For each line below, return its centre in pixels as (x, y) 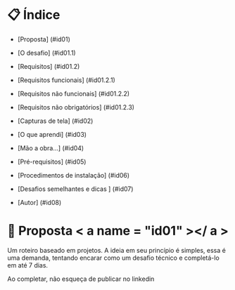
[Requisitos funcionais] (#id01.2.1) (66, 80)
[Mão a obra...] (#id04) (51, 148)
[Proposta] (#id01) (44, 39)
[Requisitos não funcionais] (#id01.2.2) (74, 93)
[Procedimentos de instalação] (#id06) (74, 175)
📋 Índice (34, 15)
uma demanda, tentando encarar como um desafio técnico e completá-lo (113, 258)
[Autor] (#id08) (39, 202)
